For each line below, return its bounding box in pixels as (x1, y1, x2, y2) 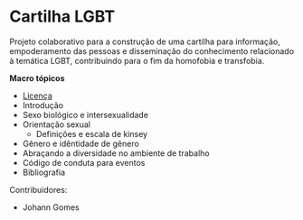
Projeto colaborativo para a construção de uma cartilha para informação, (9, 36, 280, 47)
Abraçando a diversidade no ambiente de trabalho (22, 147, 210, 159)
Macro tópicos (9, 72, 65, 83)
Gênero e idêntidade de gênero (22, 138, 140, 149)
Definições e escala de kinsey (35, 128, 147, 139)
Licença (22, 90, 52, 101)
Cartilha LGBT (9, 6, 116, 27)
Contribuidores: (9, 184, 68, 195)
